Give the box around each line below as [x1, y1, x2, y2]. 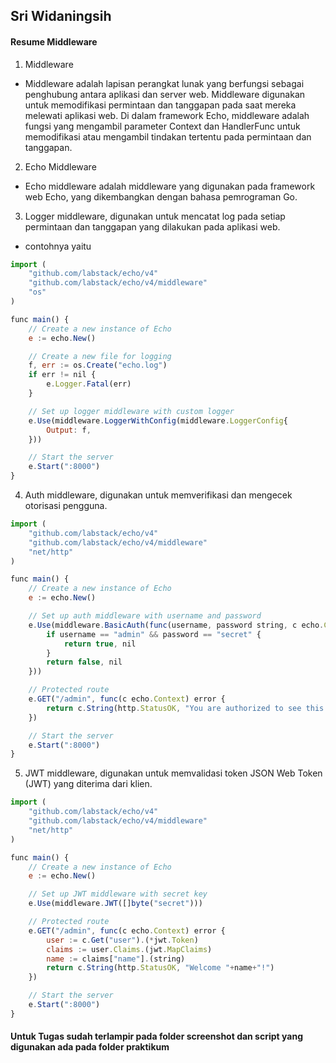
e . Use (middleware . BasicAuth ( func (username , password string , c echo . [28, 620, 325, 630]
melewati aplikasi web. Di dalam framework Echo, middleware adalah [24, 109, 310, 121]
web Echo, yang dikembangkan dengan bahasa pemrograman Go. [24, 190, 298, 203]
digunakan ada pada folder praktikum [10, 1041, 170, 1053]
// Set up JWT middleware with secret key [28, 889, 208, 899]
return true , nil [63, 639, 137, 649]
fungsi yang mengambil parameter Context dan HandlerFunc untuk [24, 120, 301, 132]
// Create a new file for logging [28, 351, 172, 361]
